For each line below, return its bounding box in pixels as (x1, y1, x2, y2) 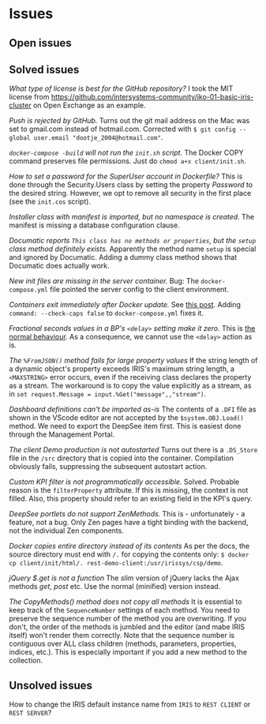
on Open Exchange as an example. (32, 100, 146, 111)
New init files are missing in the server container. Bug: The (9, 276, 200, 286)
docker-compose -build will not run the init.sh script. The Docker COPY (9, 148, 244, 158)
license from (9, 92, 50, 102)
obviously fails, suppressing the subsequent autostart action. (9, 462, 208, 471)
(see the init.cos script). (9, 197, 92, 206)
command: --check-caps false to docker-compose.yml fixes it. (9, 309, 204, 318)
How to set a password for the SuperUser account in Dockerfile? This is (9, 171, 243, 182)
